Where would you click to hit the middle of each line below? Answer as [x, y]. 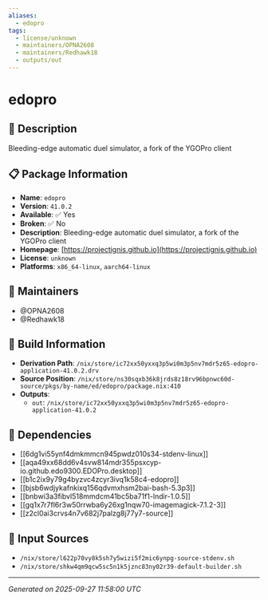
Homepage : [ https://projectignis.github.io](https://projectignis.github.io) [138, 249]
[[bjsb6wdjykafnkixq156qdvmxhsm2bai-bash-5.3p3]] [107, 488]
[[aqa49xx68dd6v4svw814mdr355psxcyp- [91, 463]
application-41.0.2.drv [59, 371]
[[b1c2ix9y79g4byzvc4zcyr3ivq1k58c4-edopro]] [99, 480]
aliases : [23, 16]
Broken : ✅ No [43, 223]
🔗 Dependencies [50, 434]
